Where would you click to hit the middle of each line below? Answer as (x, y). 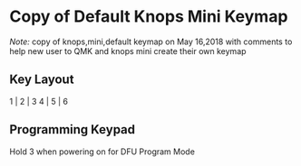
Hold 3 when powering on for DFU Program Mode (102, 152)
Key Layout (42, 80)
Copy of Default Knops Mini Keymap (149, 17)
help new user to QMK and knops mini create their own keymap (128, 51)
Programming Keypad (73, 129)
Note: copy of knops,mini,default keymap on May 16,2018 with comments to (151, 41)
